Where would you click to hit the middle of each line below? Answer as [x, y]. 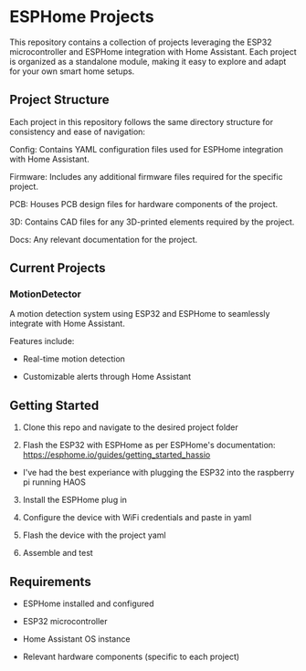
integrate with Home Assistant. [67, 324]
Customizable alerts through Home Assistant [107, 377]
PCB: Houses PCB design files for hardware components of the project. [144, 204]
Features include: [42, 341]
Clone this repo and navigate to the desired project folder [131, 427]
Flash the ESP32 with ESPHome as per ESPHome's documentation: [149, 446]
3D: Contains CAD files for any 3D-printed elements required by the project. [152, 222]
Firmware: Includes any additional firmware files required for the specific [146, 176]
